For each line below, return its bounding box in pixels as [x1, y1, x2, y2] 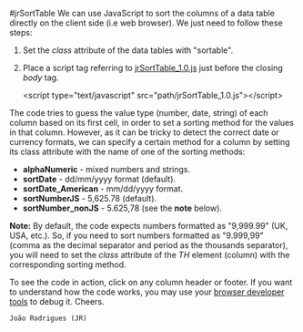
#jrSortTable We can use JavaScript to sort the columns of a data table [9, 8, 276, 18]
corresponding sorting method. [9, 259, 126, 270]
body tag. [22, 72, 59, 83]
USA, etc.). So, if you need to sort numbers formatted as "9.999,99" [9, 230, 264, 241]
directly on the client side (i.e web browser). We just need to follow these [9, 17, 284, 28]
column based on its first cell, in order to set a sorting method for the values [9, 118, 294, 128]
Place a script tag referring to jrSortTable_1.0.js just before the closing [22, 63, 284, 73]
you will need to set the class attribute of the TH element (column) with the [9, 250, 290, 260]
